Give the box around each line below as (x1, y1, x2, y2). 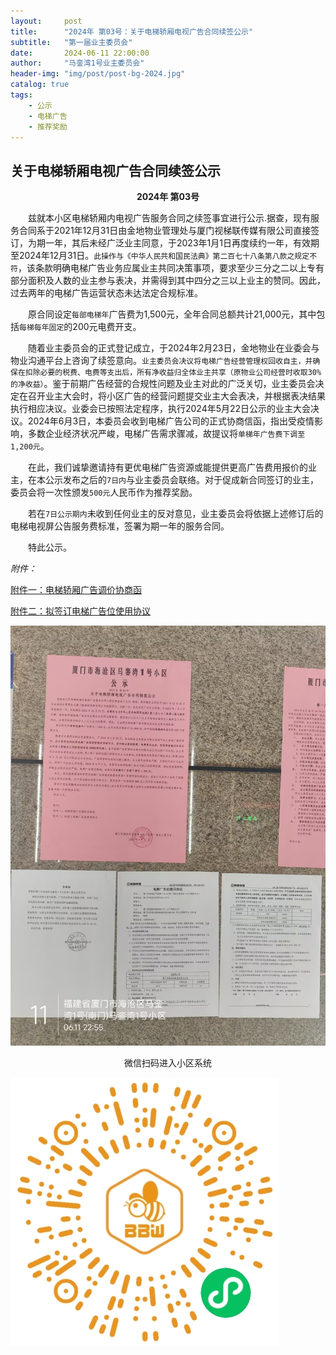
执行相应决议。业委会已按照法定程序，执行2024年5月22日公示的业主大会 (10, 403, 312, 415)
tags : (10, 90, 33, 100)
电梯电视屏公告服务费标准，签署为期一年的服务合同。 (10, 520, 230, 532)
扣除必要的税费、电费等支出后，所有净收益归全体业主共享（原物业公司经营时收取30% (24, 368, 322, 378)
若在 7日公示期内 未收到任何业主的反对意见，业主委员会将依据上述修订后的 (28, 508, 324, 520)
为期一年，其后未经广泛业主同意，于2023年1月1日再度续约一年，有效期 (27, 237, 320, 249)
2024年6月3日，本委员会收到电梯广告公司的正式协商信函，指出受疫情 (27, 415, 315, 427)
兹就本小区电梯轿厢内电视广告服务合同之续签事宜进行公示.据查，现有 (28, 212, 312, 224)
